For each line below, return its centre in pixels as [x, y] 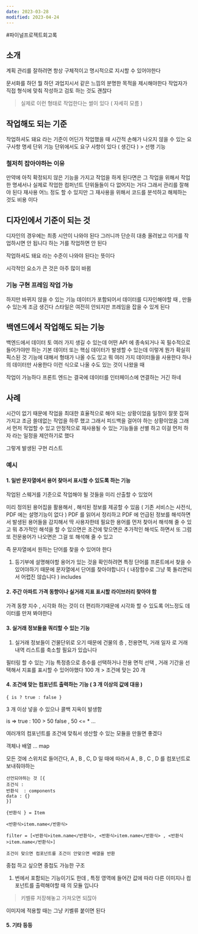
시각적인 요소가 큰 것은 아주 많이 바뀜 [49, 268]
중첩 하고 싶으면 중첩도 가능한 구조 [46, 865]
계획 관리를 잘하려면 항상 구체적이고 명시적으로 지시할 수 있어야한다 [83, 71]
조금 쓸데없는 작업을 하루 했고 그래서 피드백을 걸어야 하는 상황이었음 [100, 421]
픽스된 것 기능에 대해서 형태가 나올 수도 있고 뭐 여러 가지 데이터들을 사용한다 [94, 357]
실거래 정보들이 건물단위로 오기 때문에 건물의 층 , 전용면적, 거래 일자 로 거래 [101, 642]
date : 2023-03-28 [27, 12]
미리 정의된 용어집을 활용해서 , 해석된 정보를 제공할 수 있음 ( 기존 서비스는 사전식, [99, 507]
